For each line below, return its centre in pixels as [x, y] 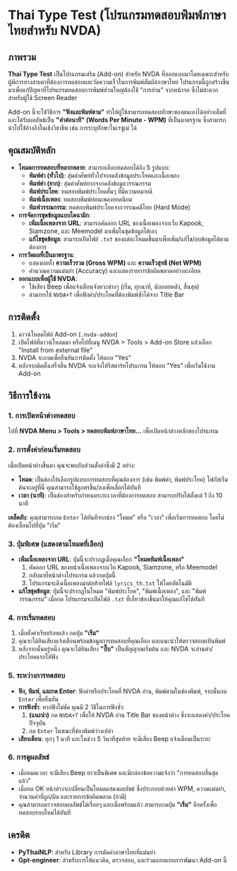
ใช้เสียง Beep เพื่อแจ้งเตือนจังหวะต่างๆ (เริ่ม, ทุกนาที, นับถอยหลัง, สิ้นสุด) [114, 287]
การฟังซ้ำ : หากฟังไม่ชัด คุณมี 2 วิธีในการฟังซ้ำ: [72, 707]
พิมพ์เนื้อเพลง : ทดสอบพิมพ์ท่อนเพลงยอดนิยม [80, 199]
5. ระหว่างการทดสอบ [37, 675]
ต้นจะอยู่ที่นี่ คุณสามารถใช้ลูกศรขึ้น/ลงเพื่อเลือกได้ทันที [80, 487]
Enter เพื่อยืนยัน [38, 699]
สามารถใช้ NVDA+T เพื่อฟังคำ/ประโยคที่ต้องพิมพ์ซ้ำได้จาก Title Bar [107, 294]
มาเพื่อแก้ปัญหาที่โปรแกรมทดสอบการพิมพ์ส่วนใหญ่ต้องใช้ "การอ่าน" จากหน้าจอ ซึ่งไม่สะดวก [113, 90]
